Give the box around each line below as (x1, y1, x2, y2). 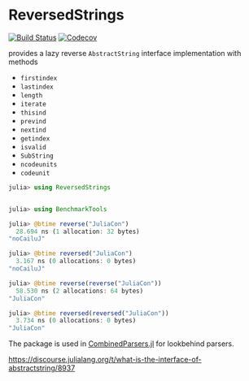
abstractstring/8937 (8, 363, 76, 373)
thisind (20, 108, 46, 117)
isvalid (20, 143, 46, 151)
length (20, 91, 43, 99)
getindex (20, 134, 50, 143)
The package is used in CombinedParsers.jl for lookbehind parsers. (8, 339, 234, 349)
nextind (20, 126, 46, 134)
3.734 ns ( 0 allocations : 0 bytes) (15, 317, 137, 325)
